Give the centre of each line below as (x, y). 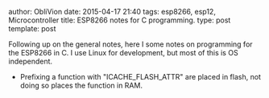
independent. (31, 61)
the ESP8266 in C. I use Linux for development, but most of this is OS (124, 53)
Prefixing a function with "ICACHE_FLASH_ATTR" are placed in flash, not (141, 77)
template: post (32, 29)
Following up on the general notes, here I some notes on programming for (130, 44)
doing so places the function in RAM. (81, 85)
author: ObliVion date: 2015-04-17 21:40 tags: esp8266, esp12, (112, 12)
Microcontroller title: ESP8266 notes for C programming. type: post (120, 20)
